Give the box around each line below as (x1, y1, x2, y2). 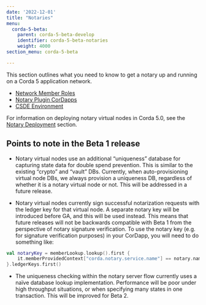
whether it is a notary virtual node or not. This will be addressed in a (15, 181, 188, 188)
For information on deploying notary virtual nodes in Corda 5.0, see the (6, 114, 186, 121)
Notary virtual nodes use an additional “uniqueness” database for (15, 154, 181, 162)
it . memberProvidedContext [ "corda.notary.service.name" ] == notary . (17, 255, 193, 262)
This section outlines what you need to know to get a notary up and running (6, 71, 197, 78)
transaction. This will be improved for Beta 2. (15, 292, 129, 299)
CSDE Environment (15, 102, 64, 110)
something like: (15, 238, 54, 246)
